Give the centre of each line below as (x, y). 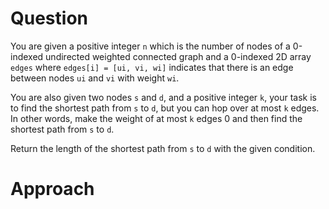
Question (49, 18)
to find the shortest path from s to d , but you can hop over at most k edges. (165, 108)
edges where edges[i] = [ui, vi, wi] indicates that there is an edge (152, 67)
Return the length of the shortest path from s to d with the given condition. (163, 148)
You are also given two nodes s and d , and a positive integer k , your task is (163, 97)
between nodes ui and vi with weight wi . (95, 78)
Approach (52, 189)
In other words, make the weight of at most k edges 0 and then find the (156, 118)
